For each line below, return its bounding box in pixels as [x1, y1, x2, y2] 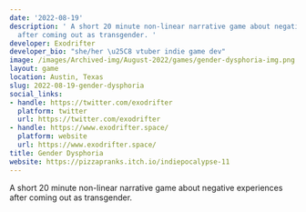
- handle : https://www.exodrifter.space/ [9, 124, 169, 133]
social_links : [9, 89, 64, 98]
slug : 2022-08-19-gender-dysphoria [9, 81, 145, 90]
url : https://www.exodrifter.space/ [17, 140, 157, 149]
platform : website [17, 132, 88, 141]
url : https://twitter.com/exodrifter [17, 115, 161, 124]
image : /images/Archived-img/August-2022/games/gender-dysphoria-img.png [9, 56, 296, 65]
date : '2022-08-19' [9, 13, 84, 23]
